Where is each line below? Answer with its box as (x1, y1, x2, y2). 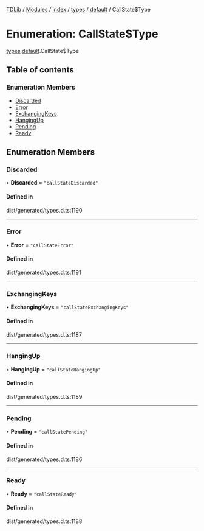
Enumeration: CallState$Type (6, 27, 158, 41)
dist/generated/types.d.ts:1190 (6, 206, 83, 214)
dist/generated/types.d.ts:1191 (6, 269, 81, 276)
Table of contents (6, 65, 74, 76)
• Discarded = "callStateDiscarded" (6, 179, 98, 186)
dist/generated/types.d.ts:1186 (6, 455, 83, 463)
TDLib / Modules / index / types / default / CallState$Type (6, 6, 151, 13)
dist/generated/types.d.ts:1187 (6, 331, 82, 338)
